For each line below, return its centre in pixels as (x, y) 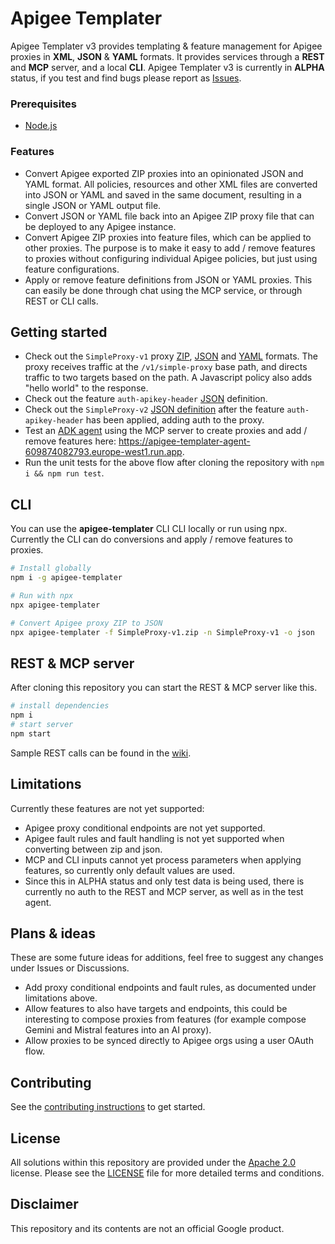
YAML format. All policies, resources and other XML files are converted (171, 184)
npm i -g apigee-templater (66, 578)
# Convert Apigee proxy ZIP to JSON (86, 623)
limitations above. (61, 998)
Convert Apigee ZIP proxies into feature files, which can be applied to (168, 237)
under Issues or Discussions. (70, 968)
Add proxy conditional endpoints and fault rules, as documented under (170, 988)
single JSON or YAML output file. (93, 205)
